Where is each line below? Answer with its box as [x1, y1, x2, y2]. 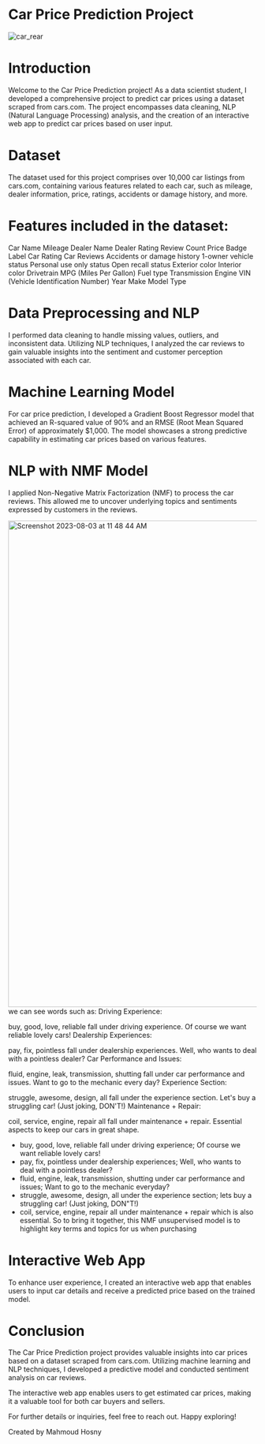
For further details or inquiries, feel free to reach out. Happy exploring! [8, 1412, 237, 1421]
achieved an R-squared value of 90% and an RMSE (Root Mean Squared [8, 417, 244, 427]
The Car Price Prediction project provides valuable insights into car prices [8, 1348, 248, 1357]
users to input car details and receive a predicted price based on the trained [8, 1285, 256, 1295]
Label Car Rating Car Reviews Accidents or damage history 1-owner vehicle [8, 251, 254, 261]
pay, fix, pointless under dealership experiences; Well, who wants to [19, 1157, 242, 1166]
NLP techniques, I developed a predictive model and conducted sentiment [8, 1364, 249, 1374]
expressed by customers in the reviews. [8, 505, 138, 514]
